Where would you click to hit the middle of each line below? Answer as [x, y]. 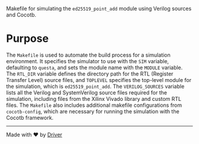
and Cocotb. [21, 15]
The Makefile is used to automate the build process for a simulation [88, 55]
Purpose [28, 39]
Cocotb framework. [30, 117]
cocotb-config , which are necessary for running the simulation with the [93, 111]
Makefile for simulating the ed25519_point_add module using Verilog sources [99, 9]
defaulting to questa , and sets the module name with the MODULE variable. [94, 67]
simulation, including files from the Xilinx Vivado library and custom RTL [94, 99]
